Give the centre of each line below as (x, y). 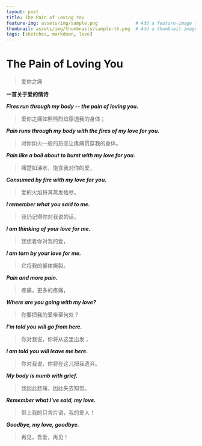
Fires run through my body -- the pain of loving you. (72, 107)
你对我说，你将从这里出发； (55, 339)
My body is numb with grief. (42, 376)
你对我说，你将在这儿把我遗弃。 (60, 364)
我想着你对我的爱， (45, 241)
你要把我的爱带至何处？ (50, 315)
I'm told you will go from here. (44, 327)
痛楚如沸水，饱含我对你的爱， (58, 168)
